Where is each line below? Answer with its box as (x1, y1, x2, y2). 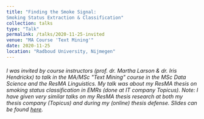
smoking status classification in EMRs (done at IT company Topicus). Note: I (6, 86, 199, 94)
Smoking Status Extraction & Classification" (6, 15, 124, 21)
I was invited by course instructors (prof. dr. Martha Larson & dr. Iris (6, 67, 177, 75)
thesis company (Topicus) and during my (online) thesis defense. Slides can (6, 100, 198, 107)
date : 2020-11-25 (6, 43, 51, 49)
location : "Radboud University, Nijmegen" (6, 49, 116, 55)
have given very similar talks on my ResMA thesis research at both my (6, 93, 183, 100)
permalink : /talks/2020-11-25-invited (6, 32, 105, 38)
